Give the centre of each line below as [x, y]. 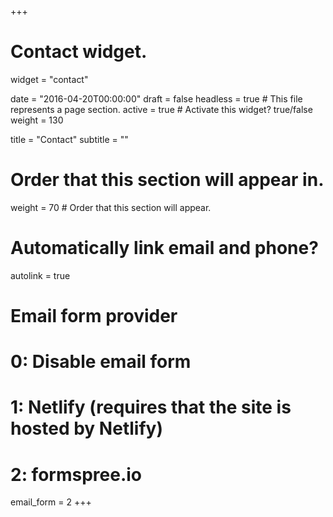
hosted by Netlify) [86, 428]
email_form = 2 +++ [51, 502]
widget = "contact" [49, 79]
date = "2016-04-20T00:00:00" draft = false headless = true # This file [156, 98]
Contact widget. [79, 52]
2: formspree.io [76, 474]
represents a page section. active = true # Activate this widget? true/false [161, 109]
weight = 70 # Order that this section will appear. [111, 207]
